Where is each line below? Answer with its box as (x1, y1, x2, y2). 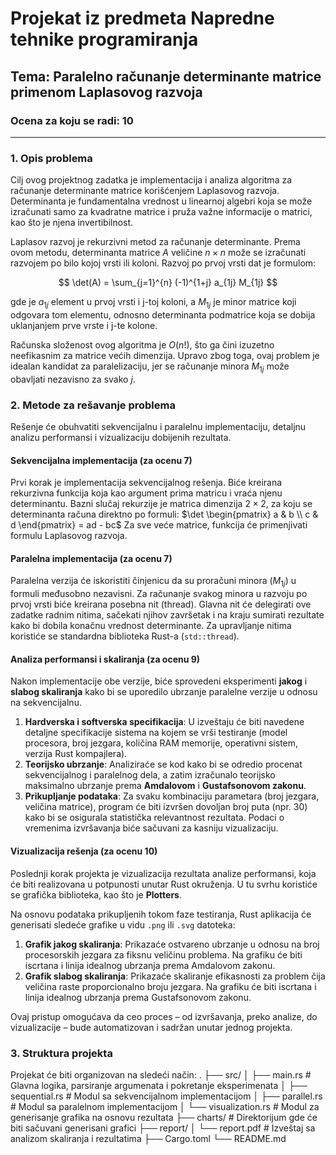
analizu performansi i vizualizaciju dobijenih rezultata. (10, 432, 232, 444)
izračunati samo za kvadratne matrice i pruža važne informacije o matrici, (10, 206, 313, 218)
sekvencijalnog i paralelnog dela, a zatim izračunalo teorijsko (24, 769, 276, 781)
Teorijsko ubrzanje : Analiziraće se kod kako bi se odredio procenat (24, 758, 303, 771)
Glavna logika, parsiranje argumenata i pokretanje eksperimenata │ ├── (10, 1079, 308, 1091)
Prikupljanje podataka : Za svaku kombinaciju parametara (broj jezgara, (24, 790, 320, 802)
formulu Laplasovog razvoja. (10, 530, 128, 542)
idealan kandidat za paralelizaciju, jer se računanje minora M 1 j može (10, 360, 290, 374)
